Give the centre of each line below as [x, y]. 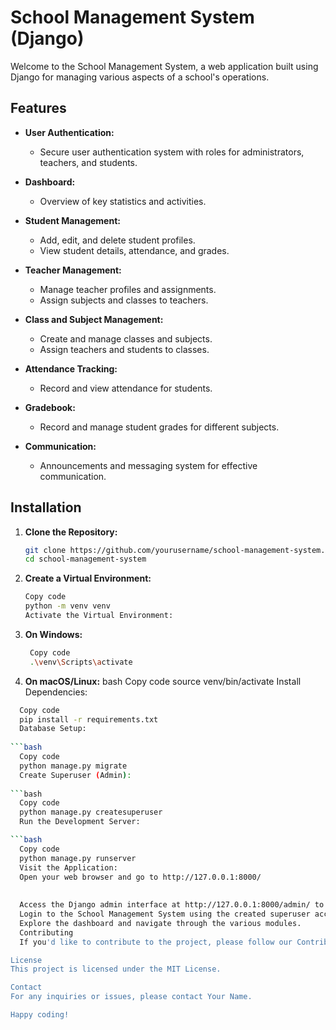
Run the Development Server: [80, 822]
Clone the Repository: [71, 532]
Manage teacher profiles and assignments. [128, 289]
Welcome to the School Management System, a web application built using [164, 66]
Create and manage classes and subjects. [126, 338]
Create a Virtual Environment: [88, 578]
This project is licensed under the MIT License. [116, 969]
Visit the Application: [68, 867]
